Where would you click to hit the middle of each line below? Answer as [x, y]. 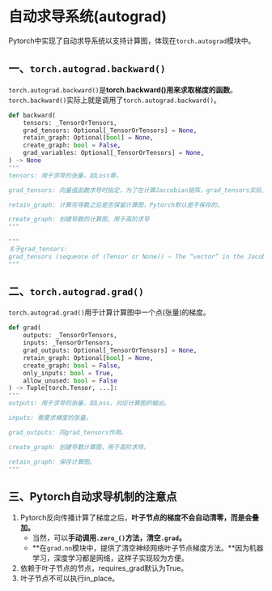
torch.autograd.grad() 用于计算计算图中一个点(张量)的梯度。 [109, 312]
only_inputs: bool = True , [68, 373]
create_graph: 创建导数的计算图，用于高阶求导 [79, 220]
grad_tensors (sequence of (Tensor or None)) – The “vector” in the [126, 256]
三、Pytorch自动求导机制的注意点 [93, 497]
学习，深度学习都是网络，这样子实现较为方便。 [110, 558]
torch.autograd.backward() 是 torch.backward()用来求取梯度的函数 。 [123, 89]
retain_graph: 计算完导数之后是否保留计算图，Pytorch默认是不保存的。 [116, 205]
